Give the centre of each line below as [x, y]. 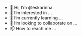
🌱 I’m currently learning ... [36, 18]
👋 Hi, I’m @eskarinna [31, 8]
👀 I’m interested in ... [31, 13]
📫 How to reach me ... [33, 28]
